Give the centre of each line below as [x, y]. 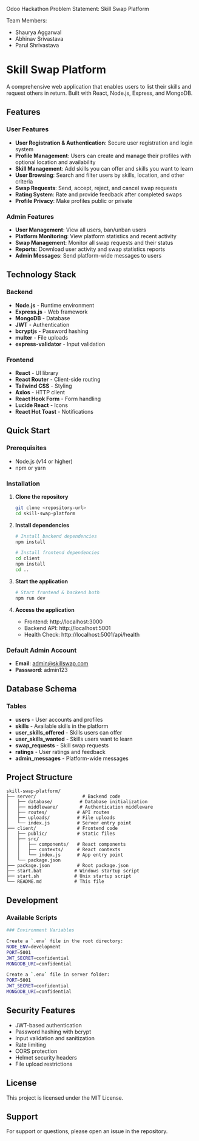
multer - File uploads [42, 337]
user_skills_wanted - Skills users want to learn [74, 739]
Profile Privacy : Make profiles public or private [73, 200]
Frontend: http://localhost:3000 [63, 622]
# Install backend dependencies [56, 536]
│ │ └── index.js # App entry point [65, 855]
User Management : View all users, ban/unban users [81, 230]
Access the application [45, 609]
